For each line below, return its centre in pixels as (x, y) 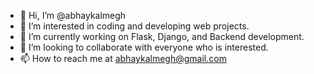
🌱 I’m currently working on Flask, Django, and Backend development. (162, 36)
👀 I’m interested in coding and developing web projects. (134, 26)
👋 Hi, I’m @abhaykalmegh (73, 15)
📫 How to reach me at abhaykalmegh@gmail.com (123, 58)
